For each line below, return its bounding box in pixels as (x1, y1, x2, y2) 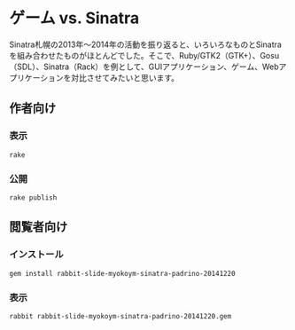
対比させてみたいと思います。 (70, 72, 180, 82)
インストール (9, 248, 64, 261)
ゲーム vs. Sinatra (9, 8, 140, 28)
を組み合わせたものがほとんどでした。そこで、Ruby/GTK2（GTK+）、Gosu (9, 50, 280, 60)
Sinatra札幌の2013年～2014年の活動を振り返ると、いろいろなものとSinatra (9, 39, 282, 50)
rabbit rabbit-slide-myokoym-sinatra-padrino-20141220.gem (9, 311, 232, 320)
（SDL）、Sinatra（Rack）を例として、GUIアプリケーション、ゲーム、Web (9, 61, 279, 72)
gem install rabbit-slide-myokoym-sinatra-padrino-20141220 (9, 269, 237, 278)
